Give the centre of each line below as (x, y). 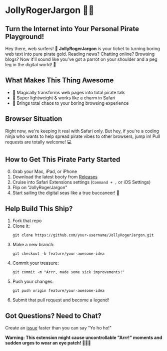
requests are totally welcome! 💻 (38, 142)
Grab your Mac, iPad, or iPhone (45, 171)
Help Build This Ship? (39, 208)
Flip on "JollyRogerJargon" (40, 188)
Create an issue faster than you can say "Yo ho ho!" (58, 328)
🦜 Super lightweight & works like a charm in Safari (64, 98)
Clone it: (21, 226)
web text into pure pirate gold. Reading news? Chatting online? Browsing (80, 54)
